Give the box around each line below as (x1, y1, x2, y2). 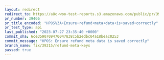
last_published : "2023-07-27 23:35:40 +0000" (4, 30, 99, 34)
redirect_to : (4, 12, 31, 16)
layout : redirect (4, 7, 40, 12)
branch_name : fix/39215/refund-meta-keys (4, 43, 91, 48)
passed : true (4, 47, 31, 52)
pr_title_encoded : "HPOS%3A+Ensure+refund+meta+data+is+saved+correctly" (4, 20, 159, 26)
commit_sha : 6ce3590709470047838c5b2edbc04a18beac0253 (4, 34, 119, 39)
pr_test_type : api (4, 25, 42, 30)
